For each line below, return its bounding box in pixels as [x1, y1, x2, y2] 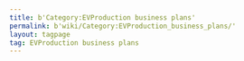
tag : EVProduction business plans [9, 38, 140, 48]
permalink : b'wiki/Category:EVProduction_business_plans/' [9, 22, 237, 30]
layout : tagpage [9, 30, 70, 39]
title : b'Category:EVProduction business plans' [9, 13, 196, 22]
